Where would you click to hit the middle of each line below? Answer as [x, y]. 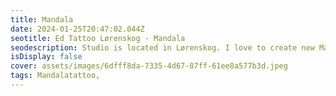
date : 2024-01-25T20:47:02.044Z [77, 29]
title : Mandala [42, 19]
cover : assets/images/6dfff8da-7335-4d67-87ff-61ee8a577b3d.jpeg [149, 66]
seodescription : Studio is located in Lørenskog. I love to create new [162, 47]
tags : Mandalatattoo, [55, 76]
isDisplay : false [46, 57]
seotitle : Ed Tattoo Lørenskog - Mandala [98, 38]
